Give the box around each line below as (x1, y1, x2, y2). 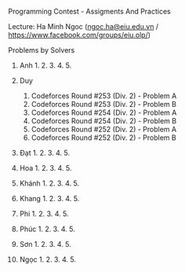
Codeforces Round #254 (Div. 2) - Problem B (31, 116, 177, 125)
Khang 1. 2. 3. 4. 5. (19, 194, 80, 203)
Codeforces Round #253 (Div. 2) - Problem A (31, 91, 177, 101)
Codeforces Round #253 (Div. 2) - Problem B (31, 100, 176, 108)
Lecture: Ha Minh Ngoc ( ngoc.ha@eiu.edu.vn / (8, 22, 159, 31)
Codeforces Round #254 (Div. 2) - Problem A (31, 108, 177, 117)
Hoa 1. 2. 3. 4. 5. (19, 164, 72, 172)
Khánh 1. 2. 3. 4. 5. (19, 178, 80, 188)
